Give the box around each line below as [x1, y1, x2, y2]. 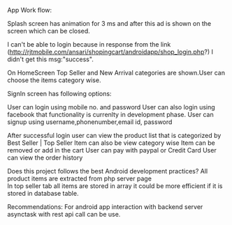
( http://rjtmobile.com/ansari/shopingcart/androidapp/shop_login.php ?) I [7, 48, 213, 56]
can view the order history [7, 153, 83, 162]
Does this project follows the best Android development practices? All [7, 167, 208, 175]
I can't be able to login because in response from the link [7, 40, 171, 48]
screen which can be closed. [7, 27, 91, 35]
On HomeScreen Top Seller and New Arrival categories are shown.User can [7, 69, 226, 77]
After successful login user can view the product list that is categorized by [7, 132, 222, 139]
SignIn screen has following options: [7, 90, 112, 98]
